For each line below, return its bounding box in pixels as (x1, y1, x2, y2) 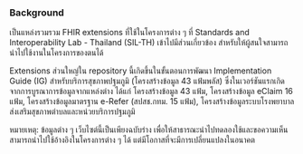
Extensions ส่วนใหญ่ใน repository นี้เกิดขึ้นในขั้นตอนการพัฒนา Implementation (9, 65, 272, 76)
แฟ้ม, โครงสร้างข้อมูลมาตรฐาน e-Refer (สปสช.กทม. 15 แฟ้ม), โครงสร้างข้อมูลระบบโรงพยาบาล (9, 96, 295, 107)
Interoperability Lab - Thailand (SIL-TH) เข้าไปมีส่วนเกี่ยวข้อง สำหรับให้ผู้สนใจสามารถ (9, 37, 289, 48)
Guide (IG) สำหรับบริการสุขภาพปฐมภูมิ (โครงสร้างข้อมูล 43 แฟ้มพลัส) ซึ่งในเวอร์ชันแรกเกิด (9, 75, 285, 87)
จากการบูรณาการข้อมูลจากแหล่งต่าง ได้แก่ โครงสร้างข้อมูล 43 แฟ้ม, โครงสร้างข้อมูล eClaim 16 (9, 86, 294, 97)
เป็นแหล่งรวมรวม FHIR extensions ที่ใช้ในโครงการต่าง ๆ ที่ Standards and (9, 27, 251, 38)
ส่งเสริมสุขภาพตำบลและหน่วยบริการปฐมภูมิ (9, 106, 136, 117)
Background (9, 6, 65, 19)
